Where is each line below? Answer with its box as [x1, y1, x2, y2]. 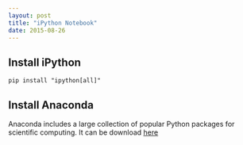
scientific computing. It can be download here [8, 128, 159, 137]
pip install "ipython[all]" [8, 77, 102, 85]
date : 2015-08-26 [8, 26, 66, 34]
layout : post [8, 11, 52, 20]
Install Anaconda [8, 98, 94, 112]
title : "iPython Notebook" [8, 19, 98, 27]
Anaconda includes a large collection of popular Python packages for [8, 120, 235, 128]
